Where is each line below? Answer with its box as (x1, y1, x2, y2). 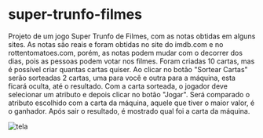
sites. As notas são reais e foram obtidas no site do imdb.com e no (8, 39, 224, 49)
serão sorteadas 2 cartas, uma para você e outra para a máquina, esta (8, 73, 236, 82)
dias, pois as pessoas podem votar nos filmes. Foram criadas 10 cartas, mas (8, 56, 255, 66)
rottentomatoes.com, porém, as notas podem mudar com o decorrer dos (8, 48, 243, 57)
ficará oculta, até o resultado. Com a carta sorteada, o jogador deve (8, 81, 228, 91)
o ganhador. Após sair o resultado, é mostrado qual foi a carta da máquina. (8, 106, 250, 115)
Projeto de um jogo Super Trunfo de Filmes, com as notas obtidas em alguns (8, 31, 256, 41)
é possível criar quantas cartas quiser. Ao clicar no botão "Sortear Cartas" (8, 64, 249, 74)
